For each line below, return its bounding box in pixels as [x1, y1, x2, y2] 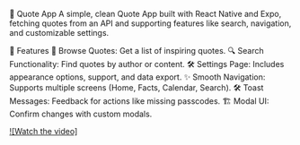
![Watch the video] [9, 126, 78, 136]
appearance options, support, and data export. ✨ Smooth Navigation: [9, 72, 266, 82]
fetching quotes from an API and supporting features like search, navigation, [9, 18, 292, 29]
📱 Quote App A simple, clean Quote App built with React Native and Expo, [9, 9, 282, 19]
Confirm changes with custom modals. [9, 108, 153, 119]
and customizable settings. [9, 28, 110, 38]
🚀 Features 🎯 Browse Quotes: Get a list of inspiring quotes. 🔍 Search [9, 46, 264, 55]
